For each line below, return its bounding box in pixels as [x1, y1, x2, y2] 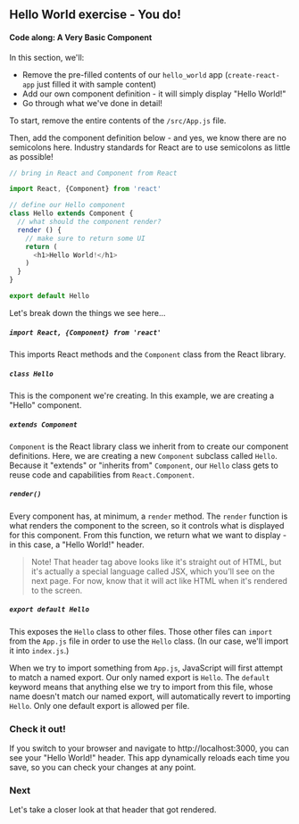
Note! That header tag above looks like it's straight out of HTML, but [30, 556, 282, 567]
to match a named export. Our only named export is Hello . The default [9, 671, 270, 682]
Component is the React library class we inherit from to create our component [9, 441, 289, 452]
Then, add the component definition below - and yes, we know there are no [9, 132, 287, 143]
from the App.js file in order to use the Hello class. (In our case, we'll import [9, 636, 289, 646]
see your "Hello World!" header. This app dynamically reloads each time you [9, 753, 290, 763]
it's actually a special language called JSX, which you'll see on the [30, 566, 275, 577]
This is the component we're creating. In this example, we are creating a [9, 390, 275, 401]
